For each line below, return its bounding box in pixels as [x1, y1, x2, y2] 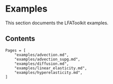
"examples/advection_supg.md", [14, 57, 81, 62]
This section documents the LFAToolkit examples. [5, 20, 109, 26]
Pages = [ [5, 48, 26, 53]
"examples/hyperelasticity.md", [14, 70, 83, 75]
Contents [5, 34, 35, 43]
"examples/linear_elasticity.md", [14, 65, 87, 71]
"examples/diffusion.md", [14, 61, 69, 66]
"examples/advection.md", [14, 52, 69, 57]
